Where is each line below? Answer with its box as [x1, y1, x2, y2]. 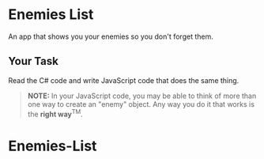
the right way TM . [27, 108, 83, 119]
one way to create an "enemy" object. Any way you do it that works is [27, 99, 255, 108]
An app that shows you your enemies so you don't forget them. [8, 32, 213, 41]
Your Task [8, 55, 59, 68]
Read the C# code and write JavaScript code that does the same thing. [8, 75, 239, 85]
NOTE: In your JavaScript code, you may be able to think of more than [27, 91, 257, 100]
